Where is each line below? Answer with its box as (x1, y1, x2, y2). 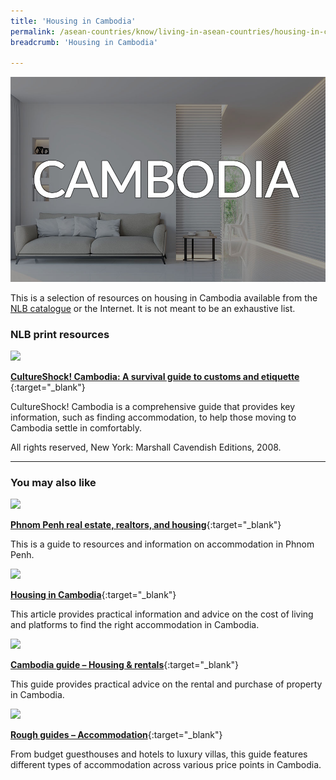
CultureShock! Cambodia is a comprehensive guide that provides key (10, 401, 296, 413)
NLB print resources (10, 327, 110, 341)
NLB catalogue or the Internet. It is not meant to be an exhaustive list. (10, 302, 296, 314)
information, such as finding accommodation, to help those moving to (10, 411, 297, 424)
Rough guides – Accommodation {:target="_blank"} (10, 729, 223, 741)
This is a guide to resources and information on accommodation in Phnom (10, 538, 315, 550)
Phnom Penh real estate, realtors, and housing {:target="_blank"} (10, 519, 282, 531)
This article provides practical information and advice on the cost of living (10, 608, 314, 620)
